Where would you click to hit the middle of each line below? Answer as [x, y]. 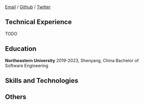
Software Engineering [27, 65]
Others [16, 97]
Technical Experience [38, 22]
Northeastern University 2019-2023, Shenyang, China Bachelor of [72, 60]
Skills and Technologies [42, 81]
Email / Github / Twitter [28, 7]
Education [21, 49]
